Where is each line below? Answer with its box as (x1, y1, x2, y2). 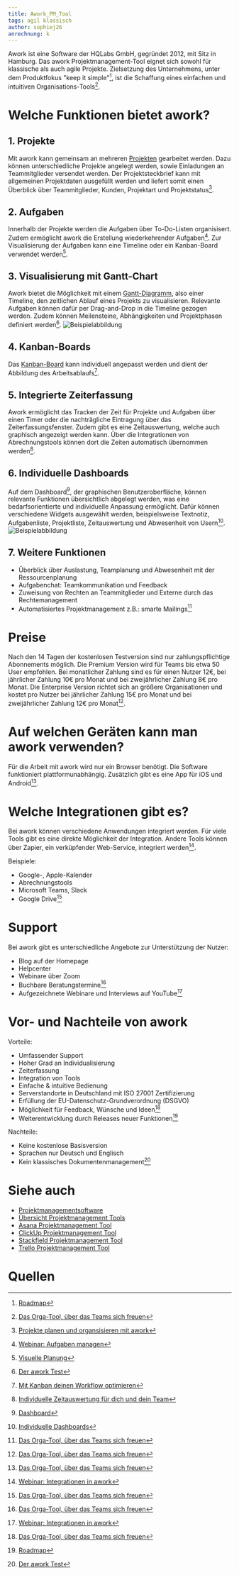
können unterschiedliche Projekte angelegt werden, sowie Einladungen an (8, 161, 225, 170)
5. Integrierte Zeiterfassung (8, 389, 133, 401)
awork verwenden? (8, 739, 125, 756)
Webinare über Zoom (18, 971, 81, 980)
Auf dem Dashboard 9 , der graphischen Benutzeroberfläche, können (8, 486, 206, 496)
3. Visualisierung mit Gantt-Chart (8, 270, 158, 282)
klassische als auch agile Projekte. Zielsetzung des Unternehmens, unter (8, 65, 221, 73)
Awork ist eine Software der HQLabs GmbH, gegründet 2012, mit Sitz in (8, 50, 216, 58)
